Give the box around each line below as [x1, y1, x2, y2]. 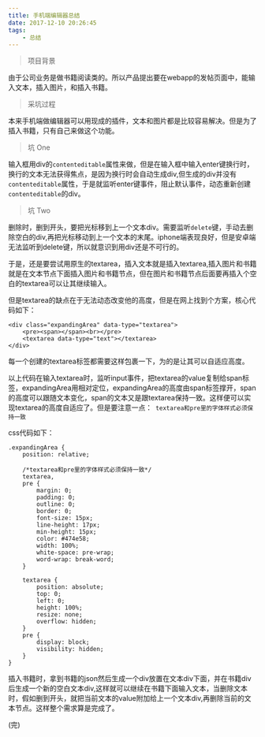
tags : [8, 26, 26, 34]
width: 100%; [36, 542, 80, 550]
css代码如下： [8, 428, 54, 437]
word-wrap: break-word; [36, 556, 114, 564]
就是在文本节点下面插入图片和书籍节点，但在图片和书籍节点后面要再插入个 [8, 269, 250, 278]
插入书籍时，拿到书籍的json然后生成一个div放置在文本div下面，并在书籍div [8, 674, 252, 683]
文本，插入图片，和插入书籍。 [14, 83, 112, 92]
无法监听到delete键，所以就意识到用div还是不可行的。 [8, 242, 184, 252]
